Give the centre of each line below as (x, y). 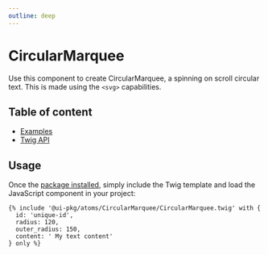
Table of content (50, 112)
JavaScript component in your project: (72, 194)
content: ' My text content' (64, 236)
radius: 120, (37, 223)
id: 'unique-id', (45, 215)
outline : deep (32, 16)
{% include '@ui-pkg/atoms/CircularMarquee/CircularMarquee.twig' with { (135, 208)
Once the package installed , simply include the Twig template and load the (132, 185)
